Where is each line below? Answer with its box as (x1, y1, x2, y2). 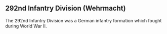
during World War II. (5, 23, 47, 29)
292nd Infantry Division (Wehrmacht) (5, 4, 126, 13)
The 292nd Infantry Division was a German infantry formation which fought (5, 17, 162, 23)
